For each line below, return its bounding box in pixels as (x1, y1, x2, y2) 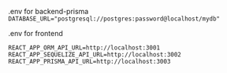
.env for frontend (8, 29, 63, 38)
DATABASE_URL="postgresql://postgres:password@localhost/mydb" (8, 15, 221, 23)
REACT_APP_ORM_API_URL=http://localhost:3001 (8, 44, 160, 52)
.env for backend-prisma (8, 7, 89, 16)
